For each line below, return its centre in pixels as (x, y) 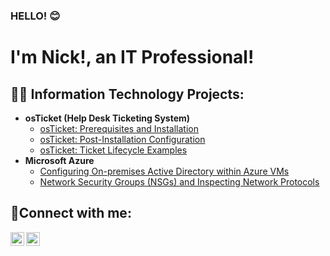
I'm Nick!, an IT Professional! (132, 57)
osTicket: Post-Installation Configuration (122, 139)
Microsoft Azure (59, 160)
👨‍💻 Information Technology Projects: (127, 94)
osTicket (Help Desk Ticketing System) (107, 118)
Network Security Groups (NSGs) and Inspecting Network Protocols (179, 181)
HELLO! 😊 (35, 16)
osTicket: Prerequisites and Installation (119, 128)
